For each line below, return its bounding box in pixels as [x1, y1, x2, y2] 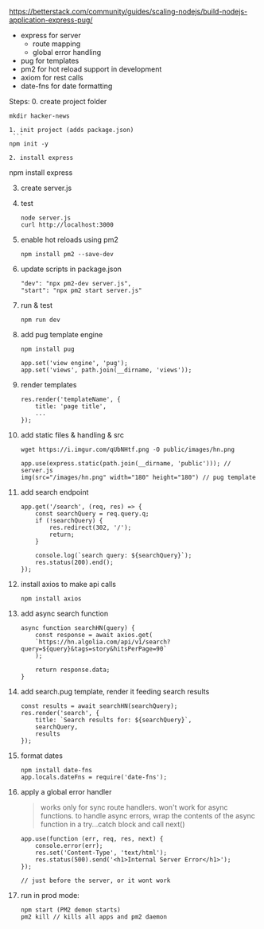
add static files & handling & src [20, 430, 124, 440]
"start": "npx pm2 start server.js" [20, 286, 142, 294]
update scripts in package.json [20, 264, 122, 274]
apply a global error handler [20, 787, 112, 796]
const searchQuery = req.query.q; [35, 510, 149, 518]
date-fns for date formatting [20, 81, 113, 91]
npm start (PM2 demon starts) [20, 906, 122, 914]
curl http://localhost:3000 [20, 221, 114, 229]
